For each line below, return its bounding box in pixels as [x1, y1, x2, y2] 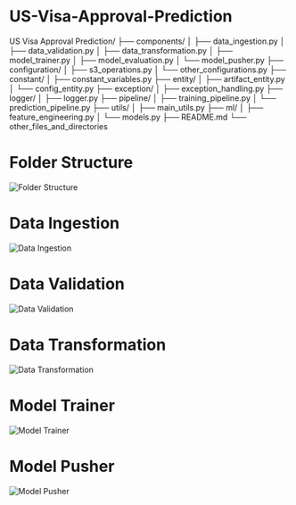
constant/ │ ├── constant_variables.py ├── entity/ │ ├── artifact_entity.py [9, 73, 285, 84]
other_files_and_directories [9, 120, 109, 131]
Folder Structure [9, 153, 134, 173]
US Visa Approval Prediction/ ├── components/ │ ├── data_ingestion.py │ [9, 36, 285, 46]
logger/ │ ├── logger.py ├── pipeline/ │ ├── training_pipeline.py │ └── [9, 92, 276, 103]
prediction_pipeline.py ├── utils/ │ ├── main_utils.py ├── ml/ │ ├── [9, 102, 264, 112]
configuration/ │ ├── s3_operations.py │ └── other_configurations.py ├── [9, 64, 287, 75]
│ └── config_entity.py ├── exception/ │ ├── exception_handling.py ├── [9, 83, 284, 94]
